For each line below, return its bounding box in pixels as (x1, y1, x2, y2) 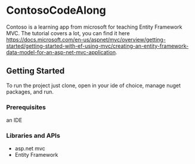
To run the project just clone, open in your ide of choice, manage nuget (6, 82, 181, 89)
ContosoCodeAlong (6, 4, 106, 17)
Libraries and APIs (6, 131, 61, 140)
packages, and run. (6, 88, 54, 95)
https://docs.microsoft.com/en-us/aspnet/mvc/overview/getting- (6, 36, 166, 43)
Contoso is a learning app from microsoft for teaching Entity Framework (6, 23, 183, 30)
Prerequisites (6, 103, 46, 111)
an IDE (6, 117, 23, 124)
